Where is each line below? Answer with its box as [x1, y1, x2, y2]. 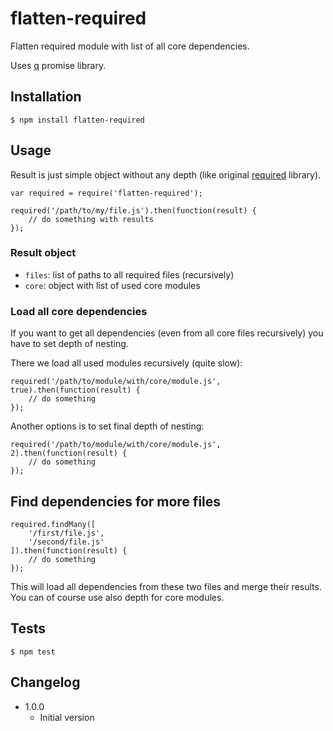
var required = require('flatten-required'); [10, 188, 203, 198]
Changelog [10, 674, 81, 691]
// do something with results [28, 214, 155, 224]
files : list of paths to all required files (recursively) [24, 268, 235, 281]
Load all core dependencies [10, 304, 148, 318]
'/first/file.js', [28, 528, 105, 538]
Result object [10, 246, 77, 260]
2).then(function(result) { [10, 448, 128, 459]
